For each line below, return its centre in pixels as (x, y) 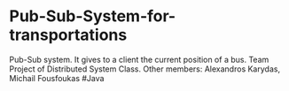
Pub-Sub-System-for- (93, 16)
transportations (68, 35)
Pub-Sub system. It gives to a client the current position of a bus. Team (139, 59)
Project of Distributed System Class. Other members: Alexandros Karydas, (145, 69)
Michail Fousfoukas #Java (57, 78)
